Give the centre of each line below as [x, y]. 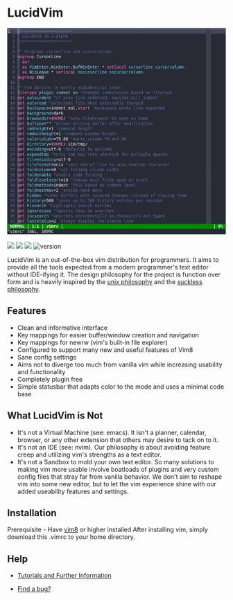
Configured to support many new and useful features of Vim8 [105, 350]
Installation [32, 513]
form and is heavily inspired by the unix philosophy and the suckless [105, 282]
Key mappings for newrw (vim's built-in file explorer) [92, 342]
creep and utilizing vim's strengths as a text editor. [89, 455]
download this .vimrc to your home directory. [71, 537]
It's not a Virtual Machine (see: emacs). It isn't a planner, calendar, [112, 432]
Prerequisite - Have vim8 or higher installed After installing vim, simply [107, 530]
